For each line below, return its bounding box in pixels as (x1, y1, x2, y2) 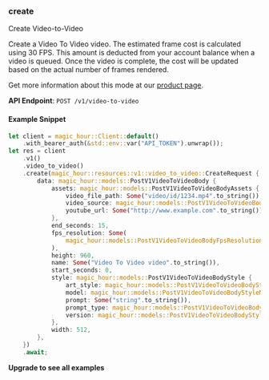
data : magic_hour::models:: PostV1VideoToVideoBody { (37, 176, 217, 185)
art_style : (65, 281, 102, 289)
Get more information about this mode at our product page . (8, 80, 204, 90)
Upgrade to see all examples (8, 362, 105, 372)
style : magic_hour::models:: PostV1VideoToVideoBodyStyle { (50, 274, 252, 282)
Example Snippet (8, 114, 66, 123)
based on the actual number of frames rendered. (8, 65, 170, 75)
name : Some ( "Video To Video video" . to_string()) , (50, 259, 220, 267)
